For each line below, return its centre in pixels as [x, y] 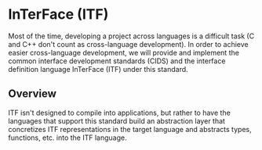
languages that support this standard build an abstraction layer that [117, 121]
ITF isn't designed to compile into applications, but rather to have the [120, 112]
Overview [33, 94]
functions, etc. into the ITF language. [67, 137]
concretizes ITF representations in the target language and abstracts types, [130, 129]
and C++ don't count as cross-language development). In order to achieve [128, 44]
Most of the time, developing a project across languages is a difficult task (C [131, 36]
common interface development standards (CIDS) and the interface [117, 61]
